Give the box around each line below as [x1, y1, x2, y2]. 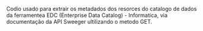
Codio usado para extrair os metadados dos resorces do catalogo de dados [6, 5, 197, 12]
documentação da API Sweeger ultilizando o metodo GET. [6, 18, 153, 25]
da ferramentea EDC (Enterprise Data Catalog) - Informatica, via [6, 12, 168, 19]
